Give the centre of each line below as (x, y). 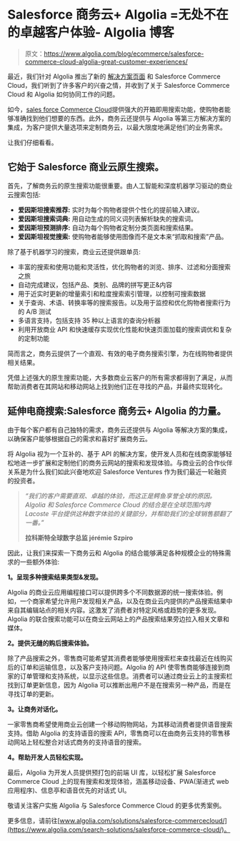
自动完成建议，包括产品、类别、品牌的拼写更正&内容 (95, 284)
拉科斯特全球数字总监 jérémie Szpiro (79, 538)
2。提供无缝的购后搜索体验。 (50, 643)
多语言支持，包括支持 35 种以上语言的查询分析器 (89, 320)
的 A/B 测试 (34, 311)
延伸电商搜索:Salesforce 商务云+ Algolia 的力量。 (117, 411)
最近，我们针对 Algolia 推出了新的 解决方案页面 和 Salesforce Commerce (114, 76)
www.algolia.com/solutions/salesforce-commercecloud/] (143, 820)
